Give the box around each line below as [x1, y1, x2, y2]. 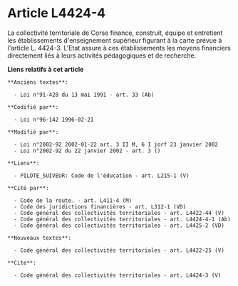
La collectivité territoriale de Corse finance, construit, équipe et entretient [7, 28, 223, 37]
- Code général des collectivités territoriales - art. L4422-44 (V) [14, 209, 224, 216]
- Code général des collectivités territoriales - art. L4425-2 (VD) [14, 222, 224, 229]
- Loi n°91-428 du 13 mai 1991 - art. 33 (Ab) [14, 91, 155, 98]
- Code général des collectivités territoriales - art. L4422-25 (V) [14, 247, 224, 254]
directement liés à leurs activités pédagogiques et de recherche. [7, 51, 197, 60]
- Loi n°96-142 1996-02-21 [14, 116, 94, 123]
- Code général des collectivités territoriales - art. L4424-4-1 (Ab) [14, 216, 232, 223]
